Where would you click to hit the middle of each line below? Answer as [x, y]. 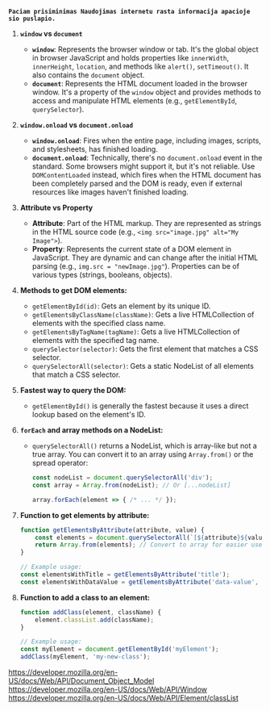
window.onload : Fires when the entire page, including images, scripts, [147, 140]
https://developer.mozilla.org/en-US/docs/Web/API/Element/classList [124, 698]
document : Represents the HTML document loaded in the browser [140, 84]
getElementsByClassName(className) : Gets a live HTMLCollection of [143, 314]
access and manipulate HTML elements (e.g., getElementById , [135, 100]
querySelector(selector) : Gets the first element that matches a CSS [145, 349]
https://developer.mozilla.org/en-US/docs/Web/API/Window [108, 689]
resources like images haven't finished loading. [110, 192]
